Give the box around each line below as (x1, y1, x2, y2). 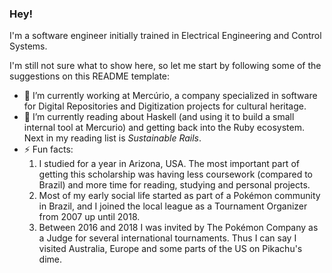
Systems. (9, 40, 48, 52)
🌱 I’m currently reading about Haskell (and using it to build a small (23, 111, 295, 123)
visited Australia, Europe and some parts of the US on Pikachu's (38, 243, 303, 255)
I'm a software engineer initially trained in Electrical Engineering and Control (9, 30, 322, 42)
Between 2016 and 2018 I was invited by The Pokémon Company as (38, 222, 319, 234)
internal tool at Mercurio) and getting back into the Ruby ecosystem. (23, 122, 305, 134)
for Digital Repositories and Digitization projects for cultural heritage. (23, 100, 307, 112)
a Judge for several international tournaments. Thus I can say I (38, 232, 297, 244)
